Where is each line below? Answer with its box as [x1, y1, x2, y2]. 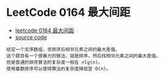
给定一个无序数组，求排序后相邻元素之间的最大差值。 [6, 46, 120, 52]
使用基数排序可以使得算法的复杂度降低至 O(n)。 [6, 65, 111, 72]
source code [15, 33, 48, 41]
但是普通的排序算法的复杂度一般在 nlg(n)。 [6, 59, 103, 65]
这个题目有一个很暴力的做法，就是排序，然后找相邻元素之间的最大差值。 [6, 53, 161, 59]
